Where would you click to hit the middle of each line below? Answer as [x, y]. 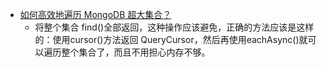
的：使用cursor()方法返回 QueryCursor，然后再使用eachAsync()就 [171, 39]
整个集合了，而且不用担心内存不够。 [136, 52]
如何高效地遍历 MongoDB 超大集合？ [95, 14]
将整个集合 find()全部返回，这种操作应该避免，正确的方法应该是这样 [174, 27]
